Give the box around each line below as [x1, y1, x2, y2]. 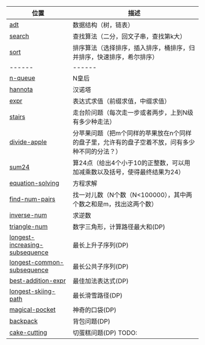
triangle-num [9, 222, 48, 230]
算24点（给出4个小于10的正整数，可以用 [73, 158, 190, 167]
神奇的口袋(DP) [73, 306, 117, 314]
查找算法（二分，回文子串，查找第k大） [73, 32, 186, 40]
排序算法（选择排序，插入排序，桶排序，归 [73, 44, 195, 52]
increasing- [9, 241, 44, 249]
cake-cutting [9, 329, 48, 336]
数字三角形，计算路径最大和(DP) [73, 222, 166, 231]
